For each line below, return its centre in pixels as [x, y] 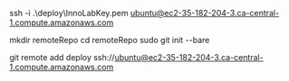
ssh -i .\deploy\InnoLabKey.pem [69, 13]
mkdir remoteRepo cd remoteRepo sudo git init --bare [110, 40]
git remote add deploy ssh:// [62, 57]
